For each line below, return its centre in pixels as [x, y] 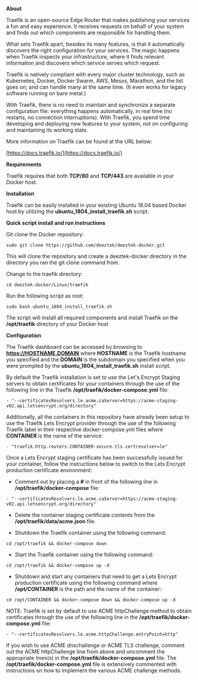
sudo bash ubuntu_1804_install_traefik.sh [59, 307]
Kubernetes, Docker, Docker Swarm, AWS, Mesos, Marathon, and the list [95, 81]
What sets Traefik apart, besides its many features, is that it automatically [95, 44]
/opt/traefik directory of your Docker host [57, 324]
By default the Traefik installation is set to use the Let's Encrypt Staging [93, 377]
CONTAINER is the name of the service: [55, 436]
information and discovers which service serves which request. [83, 63]
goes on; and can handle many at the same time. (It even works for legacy [96, 87]
